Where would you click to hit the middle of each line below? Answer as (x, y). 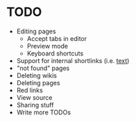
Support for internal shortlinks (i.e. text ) (73, 60)
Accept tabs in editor (57, 38)
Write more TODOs (43, 112)
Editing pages (36, 31)
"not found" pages (43, 68)
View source (34, 97)
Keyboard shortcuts (55, 53)
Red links (29, 90)
